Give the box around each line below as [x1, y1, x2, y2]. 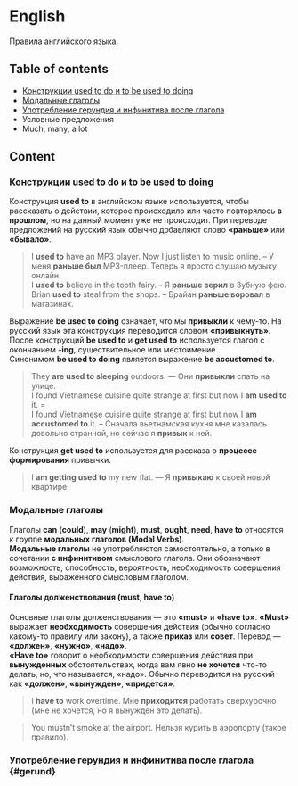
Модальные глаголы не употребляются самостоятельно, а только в [9, 542, 270, 554]
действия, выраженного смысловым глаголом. [9, 571, 189, 582]
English [9, 6, 66, 27]
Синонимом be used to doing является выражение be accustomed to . [9, 354, 275, 365]
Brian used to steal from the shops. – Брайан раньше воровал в [30, 289, 270, 300]
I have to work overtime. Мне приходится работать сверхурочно [30, 695, 277, 706]
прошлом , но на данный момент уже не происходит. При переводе [9, 215, 268, 226]
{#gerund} [9, 765, 56, 777]
